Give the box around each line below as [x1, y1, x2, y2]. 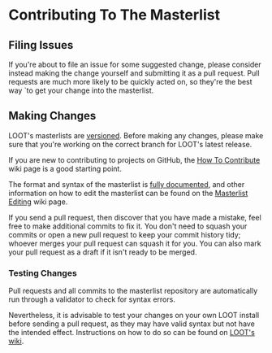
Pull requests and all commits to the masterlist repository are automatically [8, 286, 258, 296]
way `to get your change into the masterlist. [8, 85, 154, 95]
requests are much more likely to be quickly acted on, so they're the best [8, 77, 253, 86]
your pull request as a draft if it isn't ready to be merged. [8, 246, 197, 257]
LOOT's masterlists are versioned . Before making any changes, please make [8, 130, 264, 140]
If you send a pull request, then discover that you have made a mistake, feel [8, 212, 261, 222]
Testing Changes [8, 267, 77, 278]
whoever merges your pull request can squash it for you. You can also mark [8, 238, 261, 248]
